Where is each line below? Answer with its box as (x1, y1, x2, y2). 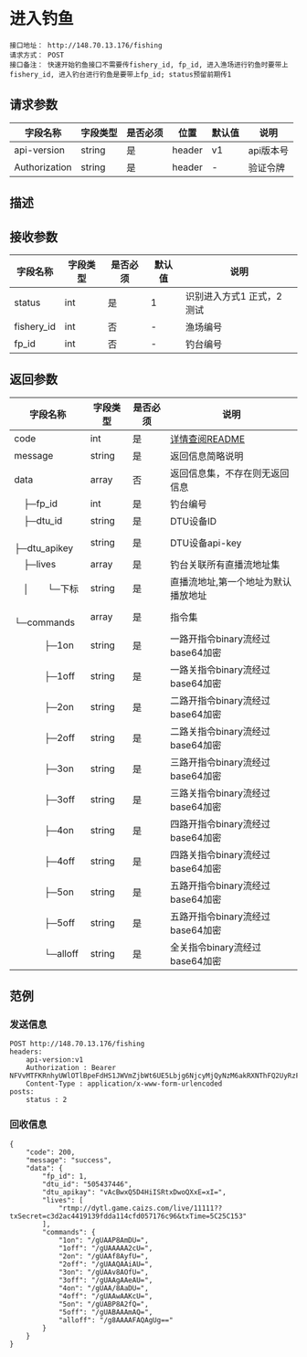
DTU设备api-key (170, 536, 242, 549)
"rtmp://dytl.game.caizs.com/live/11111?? (58, 1203, 223, 1213)
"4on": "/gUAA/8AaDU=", (58, 1283, 149, 1293)
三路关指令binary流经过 (170, 787, 271, 800)
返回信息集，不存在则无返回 (170, 467, 290, 480)
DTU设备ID (170, 514, 217, 527)
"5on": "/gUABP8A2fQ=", (58, 1299, 149, 1309)
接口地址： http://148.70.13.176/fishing (9, 40, 163, 50)
